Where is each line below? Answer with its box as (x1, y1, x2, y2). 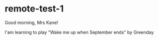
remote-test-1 (5, 3, 64, 14)
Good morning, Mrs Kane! (5, 19, 58, 25)
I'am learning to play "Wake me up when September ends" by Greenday (5, 29, 154, 35)
